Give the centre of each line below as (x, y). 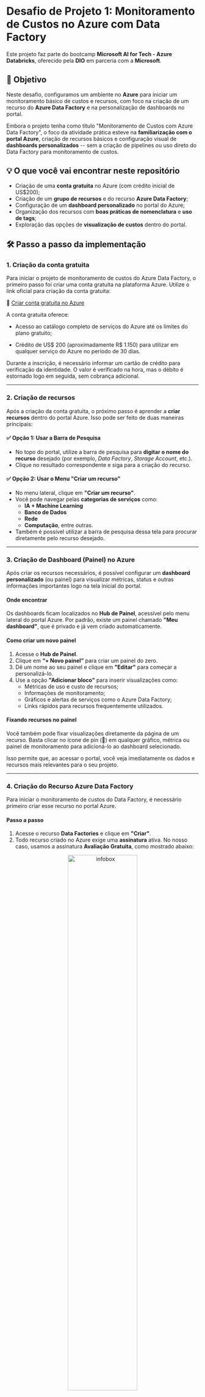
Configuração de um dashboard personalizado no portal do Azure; (100, 205)
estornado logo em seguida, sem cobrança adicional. (73, 376)
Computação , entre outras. (59, 525)
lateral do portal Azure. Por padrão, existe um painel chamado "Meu (92, 620)
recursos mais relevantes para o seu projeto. (63, 765)
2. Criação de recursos (41, 398)
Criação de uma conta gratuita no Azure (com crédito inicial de (95, 186)
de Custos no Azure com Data (83, 24)
